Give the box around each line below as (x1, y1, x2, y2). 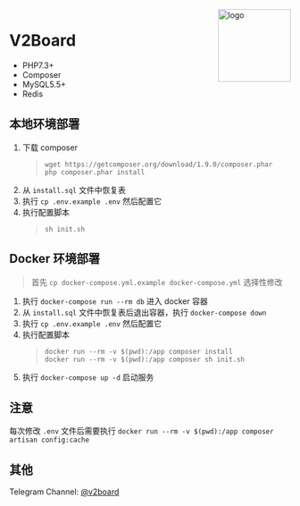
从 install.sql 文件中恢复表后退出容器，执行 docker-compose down (21, 307, 267, 317)
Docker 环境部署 (9, 251, 101, 266)
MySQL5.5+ (21, 79, 67, 89)
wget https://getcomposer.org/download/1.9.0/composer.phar (44, 160, 273, 169)
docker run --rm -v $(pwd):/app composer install (44, 347, 234, 356)
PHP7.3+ (21, 60, 54, 71)
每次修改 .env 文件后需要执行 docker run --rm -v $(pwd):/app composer (9, 426, 274, 436)
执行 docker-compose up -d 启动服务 (21, 371, 154, 383)
